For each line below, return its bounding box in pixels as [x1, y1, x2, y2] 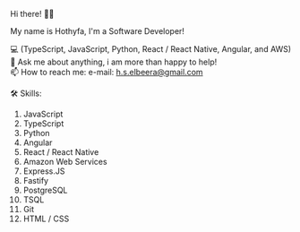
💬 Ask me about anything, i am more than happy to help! [10, 56, 218, 67]
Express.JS [22, 166, 65, 176]
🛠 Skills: [10, 88, 42, 99]
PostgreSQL [22, 185, 68, 195]
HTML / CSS [22, 213, 70, 224]
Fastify [22, 176, 48, 185]
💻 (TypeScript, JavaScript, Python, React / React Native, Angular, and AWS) [10, 44, 292, 54]
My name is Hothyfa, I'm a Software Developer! [10, 26, 184, 36]
